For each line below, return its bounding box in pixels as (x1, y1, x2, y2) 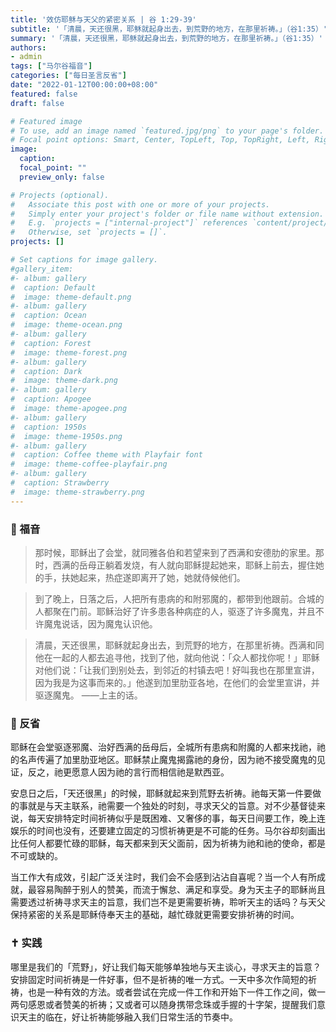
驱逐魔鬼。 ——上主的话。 (34, 689, 143, 701)
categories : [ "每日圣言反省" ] (10, 71, 127, 81)
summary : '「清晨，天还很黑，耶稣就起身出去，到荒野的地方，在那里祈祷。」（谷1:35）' (10, 33, 323, 43)
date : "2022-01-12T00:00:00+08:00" (10, 80, 159, 90)
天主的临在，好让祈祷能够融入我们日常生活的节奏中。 (18, 1011, 238, 1023)
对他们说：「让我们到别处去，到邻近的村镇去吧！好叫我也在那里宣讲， (34, 664, 320, 676)
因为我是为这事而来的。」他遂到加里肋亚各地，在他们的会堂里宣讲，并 (34, 676, 320, 688)
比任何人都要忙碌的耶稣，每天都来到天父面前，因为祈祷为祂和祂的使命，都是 (10, 837, 326, 850)
